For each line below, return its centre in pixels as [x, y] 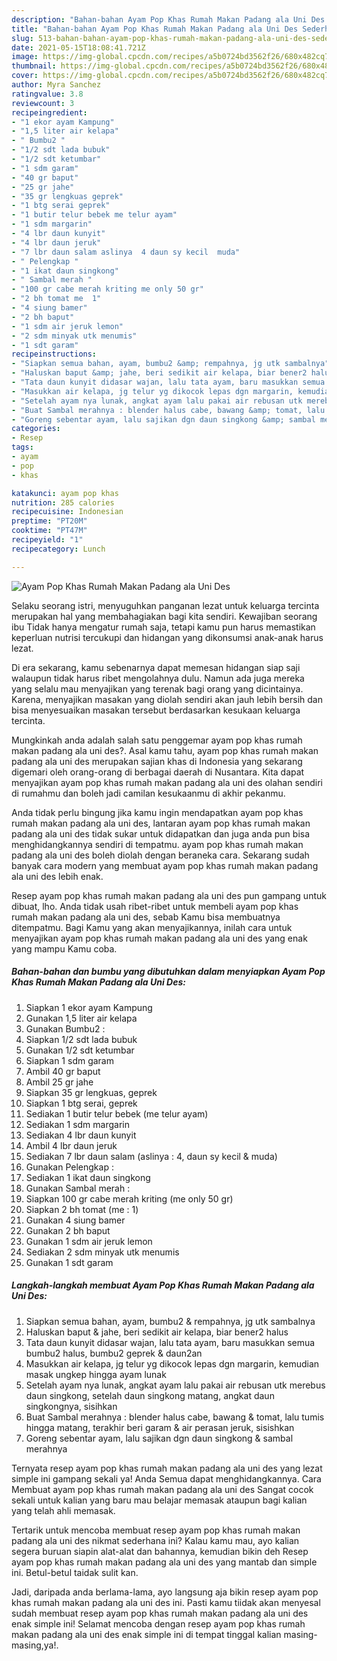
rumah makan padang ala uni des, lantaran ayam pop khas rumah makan [161, 823]
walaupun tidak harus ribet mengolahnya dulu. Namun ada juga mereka [158, 678]
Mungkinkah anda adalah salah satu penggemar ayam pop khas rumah [157, 740]
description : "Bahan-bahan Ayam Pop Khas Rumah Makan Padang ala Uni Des [168, 19]
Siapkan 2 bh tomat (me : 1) [82, 1209]
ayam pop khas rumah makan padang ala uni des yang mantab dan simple [164, 1562]
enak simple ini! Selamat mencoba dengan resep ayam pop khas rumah [158, 1623]
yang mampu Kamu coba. [64, 948]
